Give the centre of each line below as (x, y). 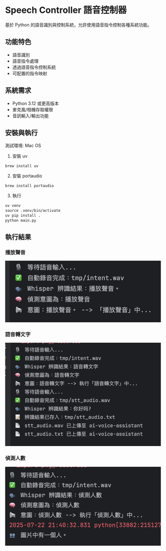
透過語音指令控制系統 (34, 67)
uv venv (13, 206)
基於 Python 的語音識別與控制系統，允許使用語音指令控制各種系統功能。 (79, 25)
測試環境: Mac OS (23, 146)
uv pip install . (23, 216)
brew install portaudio (30, 186)
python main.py (21, 221)
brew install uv (22, 166)
